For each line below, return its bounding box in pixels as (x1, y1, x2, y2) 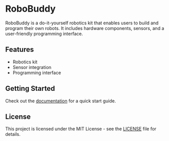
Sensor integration (12, 64, 52, 70)
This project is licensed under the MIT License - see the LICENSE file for (5, 126, 156, 132)
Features (5, 45, 34, 54)
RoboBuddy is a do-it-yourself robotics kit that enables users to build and (5, 20, 159, 26)
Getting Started (5, 84, 55, 93)
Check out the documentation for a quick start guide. (5, 97, 116, 104)
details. (5, 131, 21, 137)
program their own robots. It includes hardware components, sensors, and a (5, 25, 164, 31)
